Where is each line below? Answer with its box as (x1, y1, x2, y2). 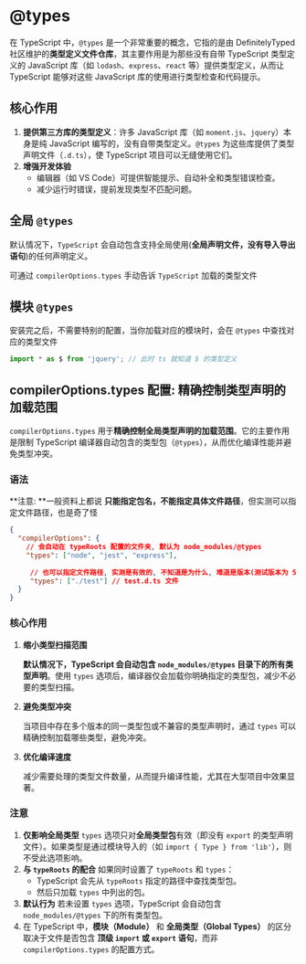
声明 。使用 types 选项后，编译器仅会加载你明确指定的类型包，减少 (30, 670, 280, 681)
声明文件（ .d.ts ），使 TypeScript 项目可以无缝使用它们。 (22, 149, 237, 160)
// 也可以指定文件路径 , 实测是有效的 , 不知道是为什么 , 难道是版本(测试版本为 (29, 567, 290, 577)
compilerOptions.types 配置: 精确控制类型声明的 (9, 382, 286, 397)
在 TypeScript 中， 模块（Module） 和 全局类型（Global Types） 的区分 (22, 920, 292, 932)
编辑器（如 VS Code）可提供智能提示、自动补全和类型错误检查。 (36, 172, 280, 183)
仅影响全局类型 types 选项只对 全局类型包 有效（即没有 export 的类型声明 (22, 829, 294, 841)
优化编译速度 (22, 751, 71, 762)
